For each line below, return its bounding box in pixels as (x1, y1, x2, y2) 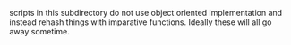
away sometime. (9, 26, 70, 36)
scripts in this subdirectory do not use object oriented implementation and (9, 8, 283, 18)
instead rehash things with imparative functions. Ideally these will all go (9, 17, 272, 27)
